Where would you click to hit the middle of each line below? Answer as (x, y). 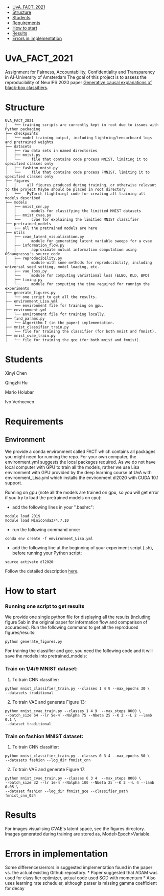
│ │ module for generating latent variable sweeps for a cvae (79, 241)
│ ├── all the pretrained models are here (51, 228)
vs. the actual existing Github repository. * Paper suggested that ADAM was (81, 872)
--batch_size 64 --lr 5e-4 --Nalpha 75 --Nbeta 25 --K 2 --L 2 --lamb (79, 715)
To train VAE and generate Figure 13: (49, 702)
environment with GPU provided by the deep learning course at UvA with (78, 472)
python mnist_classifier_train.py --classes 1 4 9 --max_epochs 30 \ (78, 688)
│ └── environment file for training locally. (56, 314)
